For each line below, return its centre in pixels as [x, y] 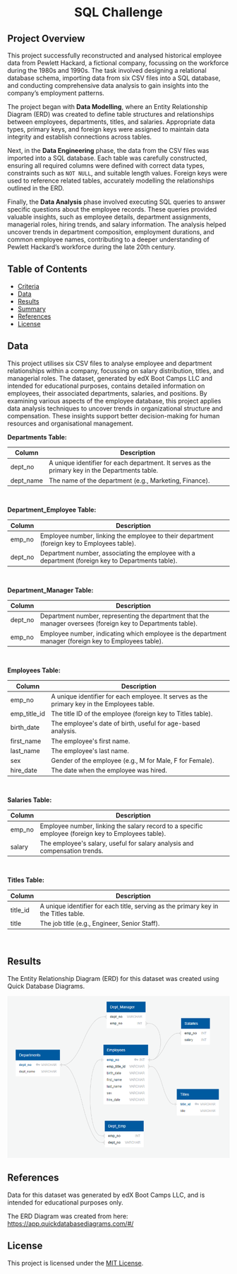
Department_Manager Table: [50, 590]
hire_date [24, 770]
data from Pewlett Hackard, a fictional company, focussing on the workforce [118, 63]
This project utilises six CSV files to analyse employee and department [110, 363]
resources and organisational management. [71, 423]
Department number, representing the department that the [124, 616]
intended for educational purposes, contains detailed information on [106, 386]
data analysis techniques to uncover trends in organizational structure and [115, 408]
